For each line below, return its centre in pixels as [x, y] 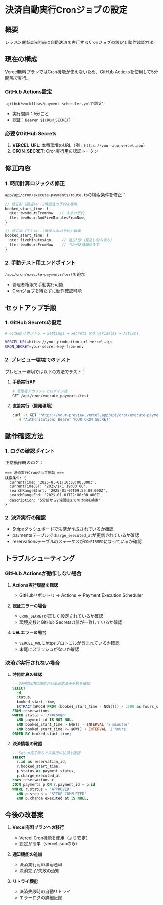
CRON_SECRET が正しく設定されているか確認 [61, 616]
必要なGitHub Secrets [31, 134]
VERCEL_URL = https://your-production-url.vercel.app [58, 342]
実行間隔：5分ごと [31, 114]
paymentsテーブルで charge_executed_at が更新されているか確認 [76, 535]
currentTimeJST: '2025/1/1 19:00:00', [49, 486]
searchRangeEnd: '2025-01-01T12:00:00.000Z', [56, 495]
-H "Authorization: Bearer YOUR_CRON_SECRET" [63, 420]
